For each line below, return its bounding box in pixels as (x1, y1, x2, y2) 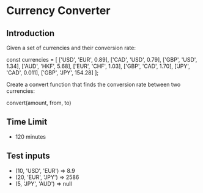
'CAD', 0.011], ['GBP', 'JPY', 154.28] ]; (6, 69, 99, 76)
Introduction (6, 28, 55, 38)
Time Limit (6, 117, 48, 127)
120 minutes (15, 133, 46, 140)
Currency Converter (6, 4, 111, 18)
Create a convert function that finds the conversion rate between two (6, 81, 181, 88)
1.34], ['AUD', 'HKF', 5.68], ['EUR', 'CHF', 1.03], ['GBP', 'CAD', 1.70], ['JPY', (6, 62, 191, 70)
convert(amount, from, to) (6, 99, 72, 106)
